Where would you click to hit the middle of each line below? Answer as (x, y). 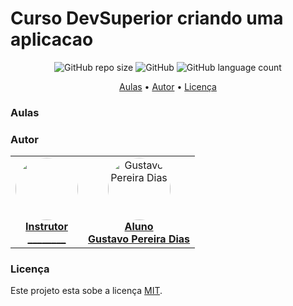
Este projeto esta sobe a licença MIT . (86, 291)
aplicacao (52, 39)
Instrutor (46, 227)
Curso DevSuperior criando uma (147, 18)
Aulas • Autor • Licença (168, 86)
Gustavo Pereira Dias (139, 239)
